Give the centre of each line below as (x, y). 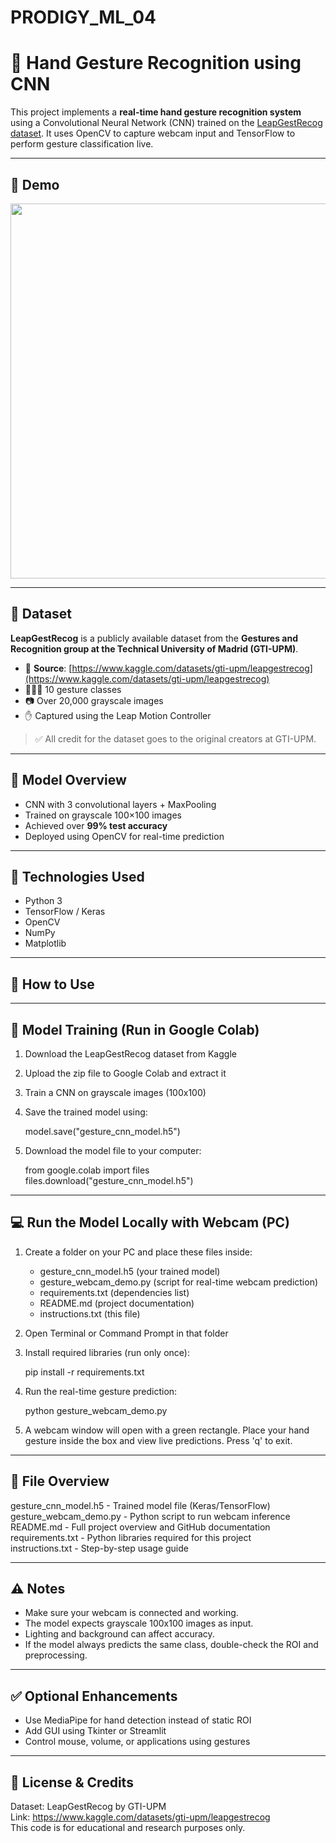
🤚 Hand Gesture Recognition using (156, 63)
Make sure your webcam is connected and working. (131, 1613)
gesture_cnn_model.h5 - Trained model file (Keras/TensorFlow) (140, 1505)
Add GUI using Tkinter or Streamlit (95, 1731)
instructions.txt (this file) (90, 1313)
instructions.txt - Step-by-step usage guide (99, 1548)
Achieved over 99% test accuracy (96, 825)
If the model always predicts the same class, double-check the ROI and (171, 1645)
